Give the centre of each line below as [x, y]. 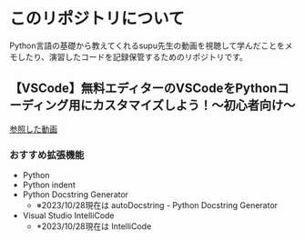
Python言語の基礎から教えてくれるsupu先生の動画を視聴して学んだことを [147, 45]
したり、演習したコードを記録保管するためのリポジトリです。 [132, 56]
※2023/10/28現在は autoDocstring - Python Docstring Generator [157, 205]
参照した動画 [33, 129]
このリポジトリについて [97, 19]
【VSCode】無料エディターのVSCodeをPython [143, 89]
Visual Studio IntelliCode [69, 215]
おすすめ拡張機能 [47, 155]
